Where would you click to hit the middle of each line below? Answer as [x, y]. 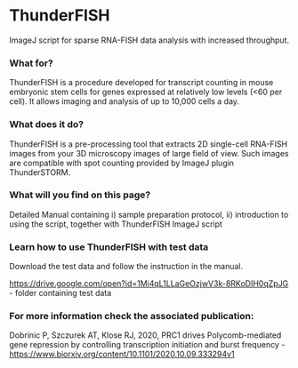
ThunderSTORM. [40, 172]
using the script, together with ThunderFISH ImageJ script [116, 224]
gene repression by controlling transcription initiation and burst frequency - [147, 345]
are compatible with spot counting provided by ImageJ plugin [121, 163]
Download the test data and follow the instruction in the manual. [126, 267]
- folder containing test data [60, 293]
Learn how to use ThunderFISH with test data [109, 247]
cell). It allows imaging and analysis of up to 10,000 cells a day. [125, 101]
